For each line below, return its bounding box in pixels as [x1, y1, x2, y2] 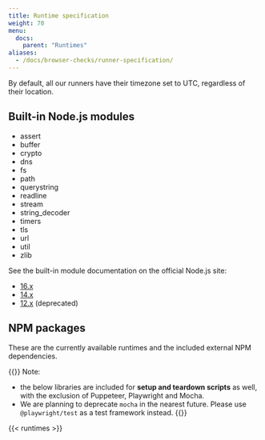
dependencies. [8, 351, 58, 361]
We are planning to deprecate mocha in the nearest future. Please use [19, 399, 247, 409]
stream [19, 199, 44, 209]
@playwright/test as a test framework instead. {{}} [19, 407, 188, 417]
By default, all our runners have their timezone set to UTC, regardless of [8, 78, 246, 88]
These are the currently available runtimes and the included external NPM [8, 342, 252, 352]
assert [19, 131, 42, 141]
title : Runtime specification [8, 11, 110, 20]
